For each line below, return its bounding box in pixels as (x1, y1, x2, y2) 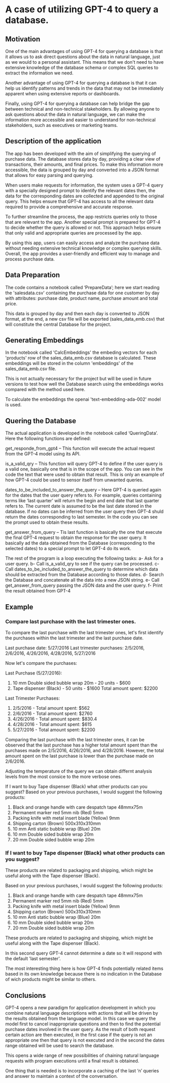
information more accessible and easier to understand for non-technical (5, 117, 156, 123)
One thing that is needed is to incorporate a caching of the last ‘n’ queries (5, 1068, 159, 1074)
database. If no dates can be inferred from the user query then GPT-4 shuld (5, 508, 164, 514)
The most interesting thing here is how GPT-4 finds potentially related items (5, 965, 163, 972)
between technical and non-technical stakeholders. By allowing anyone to (5, 106, 160, 112)
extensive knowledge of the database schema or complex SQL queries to (5, 65, 159, 70)
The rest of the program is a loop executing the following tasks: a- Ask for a (5, 555, 163, 561)
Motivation (5, 35, 41, 43)
